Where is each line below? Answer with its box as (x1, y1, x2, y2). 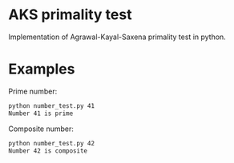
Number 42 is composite (8, 146, 88, 155)
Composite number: (8, 124, 75, 133)
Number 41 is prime (8, 109, 74, 117)
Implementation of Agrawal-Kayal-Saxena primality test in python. (8, 32, 226, 42)
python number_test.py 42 (8, 139, 95, 147)
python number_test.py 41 (8, 101, 95, 109)
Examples (8, 60, 75, 78)
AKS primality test (8, 6, 132, 24)
